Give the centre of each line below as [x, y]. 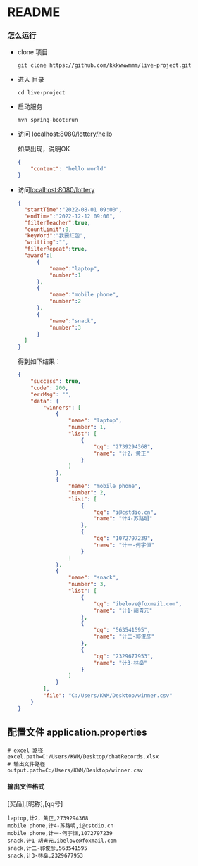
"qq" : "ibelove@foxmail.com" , [138, 604]
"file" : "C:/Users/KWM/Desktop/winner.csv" [108, 696]
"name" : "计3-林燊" [120, 663]
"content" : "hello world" [69, 169]
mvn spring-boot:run [48, 120]
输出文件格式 [26, 786]
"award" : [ [38, 256]
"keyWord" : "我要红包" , [55, 236]
